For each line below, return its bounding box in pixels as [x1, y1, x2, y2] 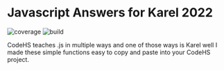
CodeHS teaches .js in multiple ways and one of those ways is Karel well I [7, 40, 218, 49]
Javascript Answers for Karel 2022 [7, 5, 214, 21]
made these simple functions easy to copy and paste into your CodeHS [7, 48, 211, 56]
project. [7, 55, 30, 63]
